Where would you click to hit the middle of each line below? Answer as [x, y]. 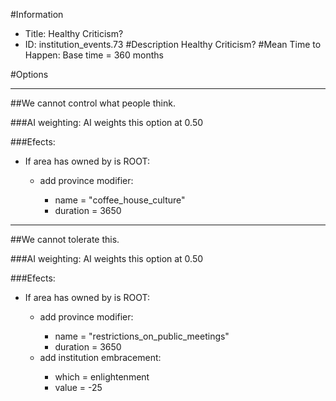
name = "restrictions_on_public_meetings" [142, 336]
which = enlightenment [102, 377]
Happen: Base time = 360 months [94, 55]
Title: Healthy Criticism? [74, 33]
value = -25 [78, 387]
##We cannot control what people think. [93, 103]
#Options [29, 74]
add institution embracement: [100, 357]
